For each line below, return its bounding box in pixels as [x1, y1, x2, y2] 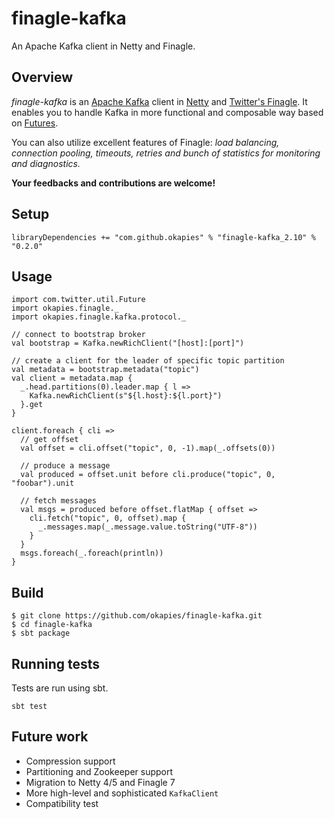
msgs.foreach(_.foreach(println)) [20, 548, 164, 559]
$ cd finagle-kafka [11, 620, 93, 630]
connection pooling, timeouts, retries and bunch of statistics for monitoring [11, 147, 321, 159]
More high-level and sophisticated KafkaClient [25, 787, 219, 799]
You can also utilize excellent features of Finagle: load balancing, [11, 136, 280, 148]
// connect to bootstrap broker [11, 330, 146, 340]
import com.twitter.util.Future [11, 295, 146, 305]
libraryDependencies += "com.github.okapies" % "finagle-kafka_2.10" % [11, 232, 316, 242]
